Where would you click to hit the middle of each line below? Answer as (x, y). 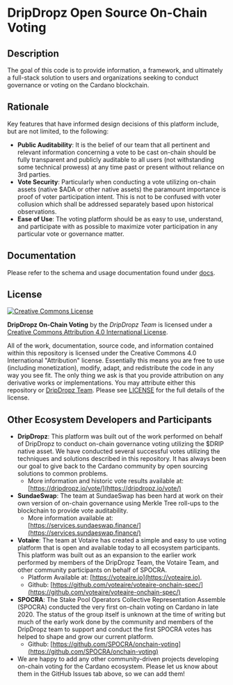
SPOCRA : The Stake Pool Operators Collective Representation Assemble (121, 600)
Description (33, 53)
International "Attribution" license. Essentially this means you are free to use (116, 360)
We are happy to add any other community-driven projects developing (118, 659)
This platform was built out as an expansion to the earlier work (107, 555)
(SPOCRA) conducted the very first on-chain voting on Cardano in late (118, 607)
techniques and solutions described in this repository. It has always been (122, 459)
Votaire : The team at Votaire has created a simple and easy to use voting (122, 540)
